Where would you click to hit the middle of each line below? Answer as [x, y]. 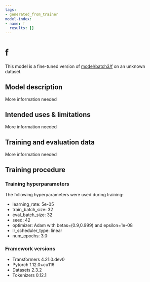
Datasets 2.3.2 [27, 270]
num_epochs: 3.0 [30, 236]
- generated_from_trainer [32, 14]
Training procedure [35, 170]
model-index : [19, 19]
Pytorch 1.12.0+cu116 [33, 265]
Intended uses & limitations [48, 115]
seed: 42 [21, 220]
